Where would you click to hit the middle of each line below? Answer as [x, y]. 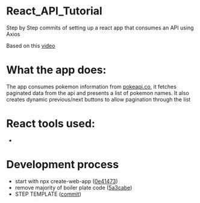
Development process [63, 165]
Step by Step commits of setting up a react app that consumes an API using [100, 28]
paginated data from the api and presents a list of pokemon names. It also [98, 93]
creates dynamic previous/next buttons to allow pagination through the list [98, 99]
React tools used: [51, 124]
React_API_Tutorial [54, 11]
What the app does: [56, 70]
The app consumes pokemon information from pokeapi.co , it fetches [91, 86]
